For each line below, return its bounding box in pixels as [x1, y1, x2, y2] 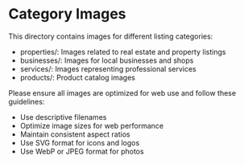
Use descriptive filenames [19, 112, 107, 121]
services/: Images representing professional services [19, 64, 196, 73]
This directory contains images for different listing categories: [8, 31, 213, 41]
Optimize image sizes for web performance [19, 121, 164, 130]
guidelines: [8, 96, 45, 106]
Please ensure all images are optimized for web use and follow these [8, 88, 236, 97]
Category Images [8, 5, 126, 23]
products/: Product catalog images [19, 72, 135, 82]
